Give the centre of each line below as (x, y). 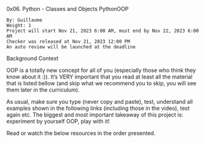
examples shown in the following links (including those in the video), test (98, 108)
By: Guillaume (25, 20)
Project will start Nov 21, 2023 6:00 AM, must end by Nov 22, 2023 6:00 (103, 31)
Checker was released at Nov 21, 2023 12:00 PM (68, 42)
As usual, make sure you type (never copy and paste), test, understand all (100, 102)
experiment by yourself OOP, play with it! (58, 121)
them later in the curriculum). (43, 90)
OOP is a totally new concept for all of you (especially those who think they (101, 70)
